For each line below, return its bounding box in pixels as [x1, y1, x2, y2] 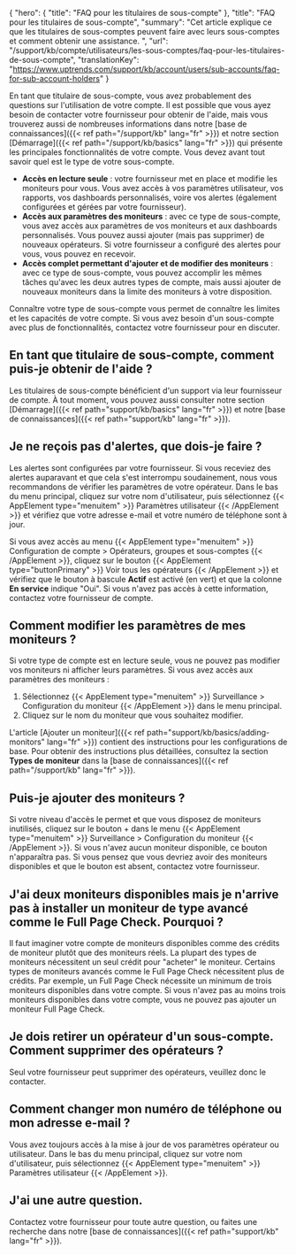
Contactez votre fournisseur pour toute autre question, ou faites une [9, 1216, 258, 1227]
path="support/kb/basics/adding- [146, 728, 270, 738]
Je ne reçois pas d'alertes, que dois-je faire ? [9, 439, 262, 454]
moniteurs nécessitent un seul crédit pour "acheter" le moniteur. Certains [9, 957, 276, 967]
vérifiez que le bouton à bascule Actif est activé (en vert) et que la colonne [9, 574, 283, 584]
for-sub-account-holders [9, 73, 101, 83]
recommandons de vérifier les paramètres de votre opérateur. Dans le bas [9, 481, 279, 492]
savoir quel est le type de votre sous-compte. [9, 157, 175, 166]
